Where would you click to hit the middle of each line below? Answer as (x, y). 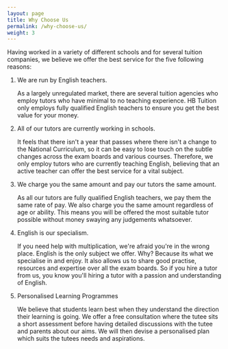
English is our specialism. (53, 233)
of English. (32, 283)
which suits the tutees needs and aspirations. (81, 339)
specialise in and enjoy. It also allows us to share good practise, (107, 261)
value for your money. (48, 115)
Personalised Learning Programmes (67, 296)
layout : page (26, 13)
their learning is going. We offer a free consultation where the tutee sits (117, 317)
